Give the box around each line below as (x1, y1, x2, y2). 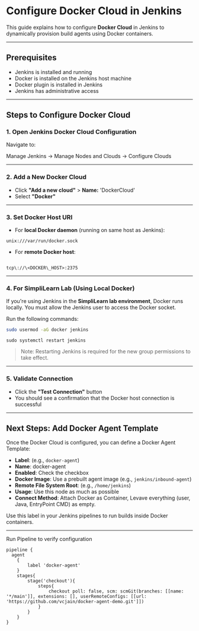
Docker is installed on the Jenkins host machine (14, 75, 132, 82)
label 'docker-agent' (27, 562, 81, 569)
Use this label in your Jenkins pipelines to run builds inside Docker (6, 512, 168, 519)
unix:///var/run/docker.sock (6, 238, 78, 244)
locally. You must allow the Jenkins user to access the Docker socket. (6, 304, 176, 311)
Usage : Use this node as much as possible (14, 488, 120, 495)
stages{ (17, 573, 36, 579)
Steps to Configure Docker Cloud (6, 110, 131, 120)
